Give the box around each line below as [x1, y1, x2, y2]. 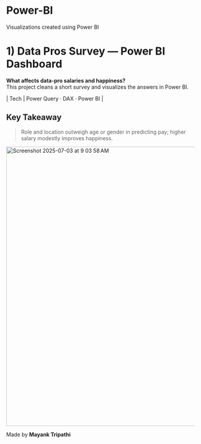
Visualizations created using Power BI [6, 23, 99, 31]
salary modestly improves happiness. [20, 134, 113, 141]
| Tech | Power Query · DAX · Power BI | [6, 95, 103, 102]
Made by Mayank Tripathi [6, 431, 71, 438]
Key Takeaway [6, 112, 62, 123]
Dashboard [6, 58, 63, 71]
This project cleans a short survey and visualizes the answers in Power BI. [6, 83, 189, 90]
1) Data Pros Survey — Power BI [6, 44, 166, 58]
